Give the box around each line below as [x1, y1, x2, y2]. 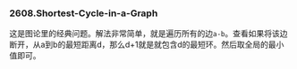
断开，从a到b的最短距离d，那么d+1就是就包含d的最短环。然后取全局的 [9, 39, 269, 50]
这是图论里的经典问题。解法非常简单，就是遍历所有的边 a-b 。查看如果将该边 [9, 28, 288, 39]
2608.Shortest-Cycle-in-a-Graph [9, 7, 158, 19]
